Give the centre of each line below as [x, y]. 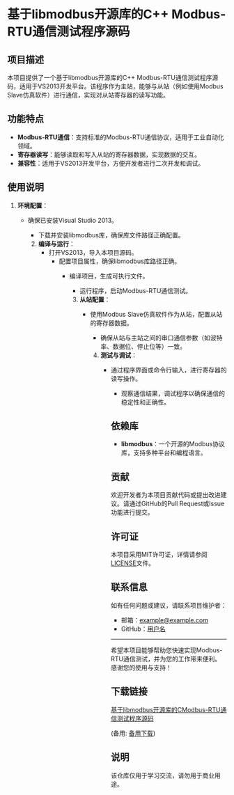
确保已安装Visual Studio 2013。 [73, 220]
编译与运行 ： [56, 244]
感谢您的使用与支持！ [141, 667]
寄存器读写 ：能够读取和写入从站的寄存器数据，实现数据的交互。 [109, 155]
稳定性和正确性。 [146, 402]
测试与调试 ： [119, 355]
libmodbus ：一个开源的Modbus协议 [173, 444]
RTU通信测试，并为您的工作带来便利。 [166, 659]
